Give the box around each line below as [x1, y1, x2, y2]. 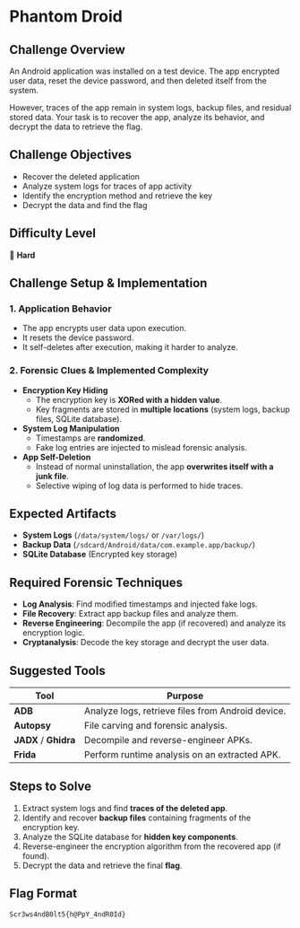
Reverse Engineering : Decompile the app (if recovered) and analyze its [21, 617, 287, 629]
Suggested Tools [9, 662, 106, 678]
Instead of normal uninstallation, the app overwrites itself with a [35, 460, 274, 472]
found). [21, 850, 50, 861]
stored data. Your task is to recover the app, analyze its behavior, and [9, 112, 265, 122]
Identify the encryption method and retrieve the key [21, 190, 213, 201]
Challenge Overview [9, 42, 125, 57]
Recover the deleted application [21, 171, 141, 181]
